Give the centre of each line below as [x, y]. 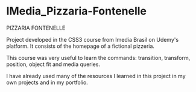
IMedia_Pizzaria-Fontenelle [76, 11]
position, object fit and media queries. [53, 64]
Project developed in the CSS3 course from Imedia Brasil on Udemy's [93, 39]
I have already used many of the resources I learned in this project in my [96, 76]
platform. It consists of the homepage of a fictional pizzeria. [81, 46]
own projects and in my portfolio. [47, 82]
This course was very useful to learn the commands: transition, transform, [98, 57]
